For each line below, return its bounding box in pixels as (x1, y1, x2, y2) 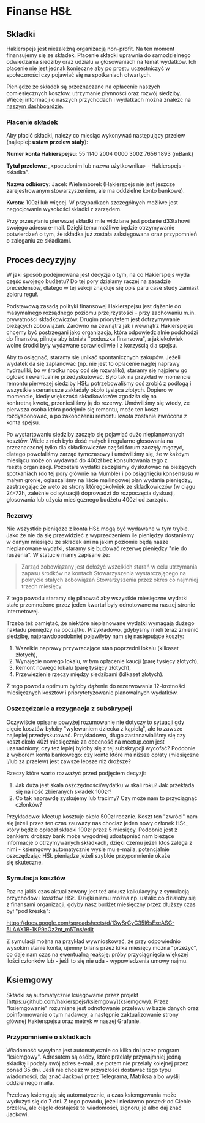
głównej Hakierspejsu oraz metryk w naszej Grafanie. (6, 1017, 141, 1025)
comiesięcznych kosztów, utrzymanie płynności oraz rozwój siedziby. (6, 90, 182, 96)
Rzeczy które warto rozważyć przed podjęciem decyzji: (6, 769, 146, 777)
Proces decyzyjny (6, 255, 76, 265)
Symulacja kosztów (6, 874, 66, 882)
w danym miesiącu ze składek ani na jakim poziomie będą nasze (6, 538, 169, 546)
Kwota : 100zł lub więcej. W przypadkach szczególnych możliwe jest (6, 199, 179, 206)
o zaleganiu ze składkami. (6, 237, 72, 244)
